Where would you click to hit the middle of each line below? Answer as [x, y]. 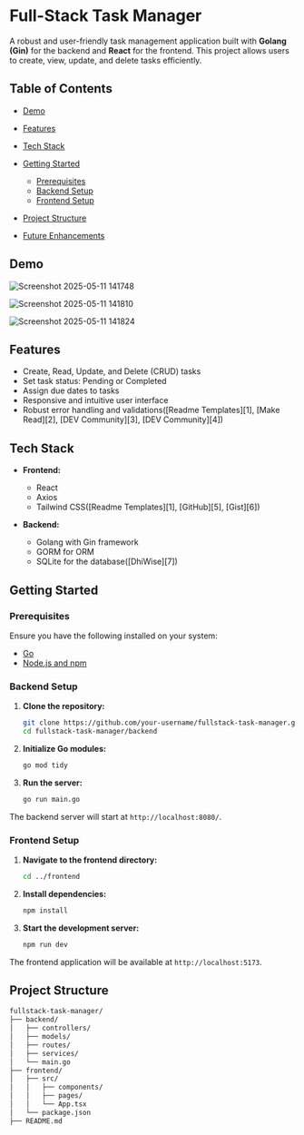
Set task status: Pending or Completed [94, 381]
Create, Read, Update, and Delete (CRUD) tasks [112, 371]
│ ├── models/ [40, 1037]
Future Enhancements [64, 235]
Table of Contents [61, 89]
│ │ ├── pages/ [46, 1096]
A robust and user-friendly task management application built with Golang [148, 41]
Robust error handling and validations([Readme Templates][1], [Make [151, 410]
